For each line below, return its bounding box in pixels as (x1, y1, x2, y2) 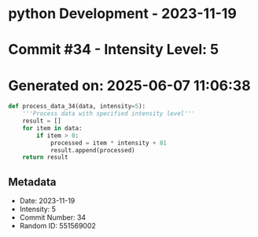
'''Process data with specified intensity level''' (22, 110, 195, 118)
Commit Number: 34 (19, 213, 87, 222)
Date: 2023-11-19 (19, 196, 76, 206)
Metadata (8, 175, 57, 188)
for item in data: (22, 124, 83, 132)
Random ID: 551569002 (19, 221, 97, 231)
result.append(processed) (50, 146, 135, 154)
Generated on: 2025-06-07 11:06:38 (8, 76, 251, 94)
